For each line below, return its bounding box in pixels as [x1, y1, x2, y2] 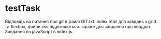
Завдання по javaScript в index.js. [5, 29, 73, 34]
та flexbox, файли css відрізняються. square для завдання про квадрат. [5, 23, 152, 29]
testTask [5, 3, 41, 14]
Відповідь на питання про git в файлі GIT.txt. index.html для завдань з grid [5, 19, 156, 24]
